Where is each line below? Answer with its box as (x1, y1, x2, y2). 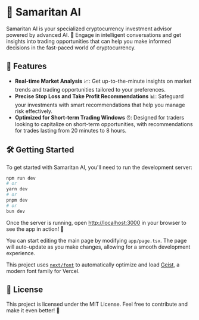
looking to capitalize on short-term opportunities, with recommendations (14, 120, 193, 127)
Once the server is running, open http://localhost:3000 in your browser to (6, 219, 186, 226)
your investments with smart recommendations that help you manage (14, 101, 185, 108)
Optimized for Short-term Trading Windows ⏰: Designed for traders (14, 114, 185, 121)
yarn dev (6, 186, 28, 192)
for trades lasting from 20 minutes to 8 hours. (14, 127, 127, 134)
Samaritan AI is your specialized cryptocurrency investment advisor (6, 25, 173, 32)
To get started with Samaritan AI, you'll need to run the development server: (6, 164, 192, 171)
